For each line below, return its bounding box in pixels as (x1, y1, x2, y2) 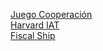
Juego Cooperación (10, 9, 93, 20)
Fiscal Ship (10, 30, 56, 41)
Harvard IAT (10, 19, 60, 31)
